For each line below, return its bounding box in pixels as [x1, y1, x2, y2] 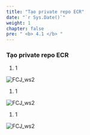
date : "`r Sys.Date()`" [6, 14, 66, 20]
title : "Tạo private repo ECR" [6, 8, 85, 15]
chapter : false [6, 25, 44, 32]
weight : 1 [6, 20, 31, 26]
